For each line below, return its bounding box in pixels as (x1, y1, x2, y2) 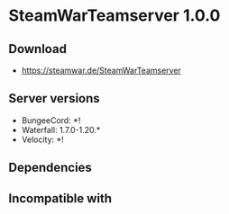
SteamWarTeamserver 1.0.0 (8, 5, 221, 26)
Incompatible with (8, 191, 113, 206)
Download (8, 41, 67, 57)
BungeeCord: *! (21, 114, 81, 126)
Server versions (8, 91, 100, 106)
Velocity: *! (21, 134, 64, 145)
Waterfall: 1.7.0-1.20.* (21, 124, 101, 135)
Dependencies (8, 160, 92, 175)
